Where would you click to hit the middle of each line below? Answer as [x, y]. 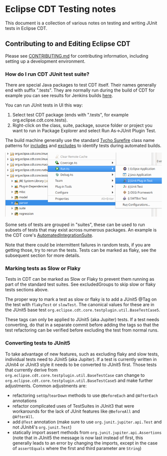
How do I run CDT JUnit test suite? [47, 74]
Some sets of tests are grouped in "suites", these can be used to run [75, 225]
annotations [25, 400]
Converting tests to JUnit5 [38, 343]
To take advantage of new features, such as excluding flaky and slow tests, [82, 354]
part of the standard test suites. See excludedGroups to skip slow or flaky [80, 284]
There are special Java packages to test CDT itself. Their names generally [81, 85]
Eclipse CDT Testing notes [61, 9]
